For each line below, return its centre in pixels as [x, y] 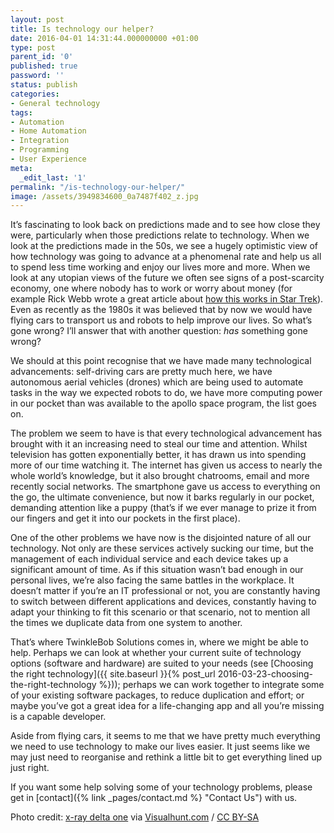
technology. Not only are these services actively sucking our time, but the [162, 548]
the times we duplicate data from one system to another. [126, 623]
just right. [30, 768]
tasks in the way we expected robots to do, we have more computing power [166, 393]
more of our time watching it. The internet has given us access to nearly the [166, 465]
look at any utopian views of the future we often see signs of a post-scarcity [167, 278]
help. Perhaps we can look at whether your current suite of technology [156, 653]
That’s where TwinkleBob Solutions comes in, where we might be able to [159, 642]
